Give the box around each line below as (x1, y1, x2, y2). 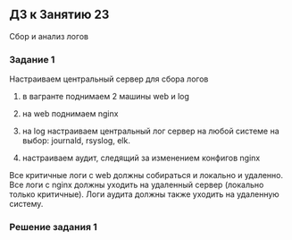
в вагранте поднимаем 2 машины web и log (21, 91, 190, 102)
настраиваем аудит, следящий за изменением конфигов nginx (21, 152, 261, 164)
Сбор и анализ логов (9, 30, 89, 41)
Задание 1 (9, 53, 55, 65)
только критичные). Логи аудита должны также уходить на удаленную (9, 189, 279, 200)
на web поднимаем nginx (21, 108, 119, 119)
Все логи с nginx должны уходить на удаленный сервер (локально (9, 179, 264, 191)
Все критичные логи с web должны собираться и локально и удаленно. (9, 170, 284, 181)
